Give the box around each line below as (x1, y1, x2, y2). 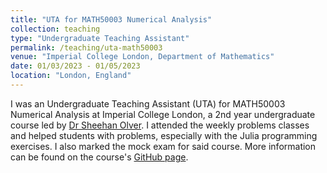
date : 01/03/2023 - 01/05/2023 (10, 61, 141, 71)
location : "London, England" (10, 71, 132, 81)
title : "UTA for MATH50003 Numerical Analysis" (10, 14, 213, 25)
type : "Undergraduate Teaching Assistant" (10, 33, 190, 43)
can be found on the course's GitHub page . (10, 151, 189, 163)
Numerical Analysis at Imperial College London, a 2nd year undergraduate (10, 108, 316, 120)
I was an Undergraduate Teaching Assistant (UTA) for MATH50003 (10, 97, 286, 110)
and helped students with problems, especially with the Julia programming (10, 129, 318, 141)
